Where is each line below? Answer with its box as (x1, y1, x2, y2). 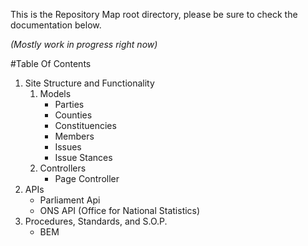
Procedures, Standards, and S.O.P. (24, 215, 168, 227)
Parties (54, 99, 85, 110)
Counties (54, 109, 93, 121)
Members (54, 130, 95, 142)
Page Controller (54, 173, 120, 184)
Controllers (39, 162, 87, 174)
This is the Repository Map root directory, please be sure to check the (10, 9, 298, 20)
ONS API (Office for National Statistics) (39, 205, 201, 216)
